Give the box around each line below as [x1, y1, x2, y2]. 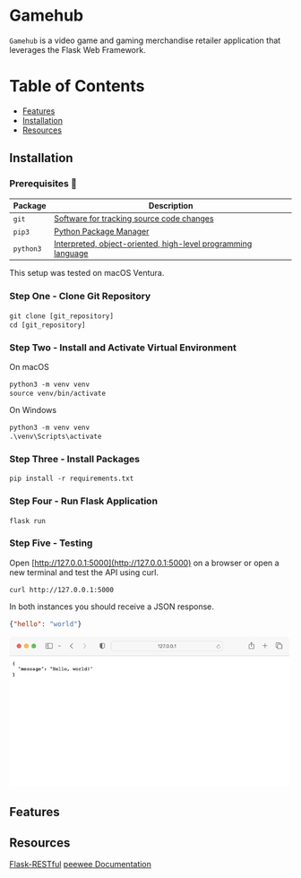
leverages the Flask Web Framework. [9, 44, 146, 55]
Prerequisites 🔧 [9, 177, 78, 190]
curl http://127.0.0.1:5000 [9, 585, 115, 594]
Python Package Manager [53, 226, 150, 237]
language [53, 247, 89, 258]
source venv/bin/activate [9, 389, 106, 398]
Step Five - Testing [9, 537, 93, 549]
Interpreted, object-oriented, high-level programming [53, 238, 253, 249]
